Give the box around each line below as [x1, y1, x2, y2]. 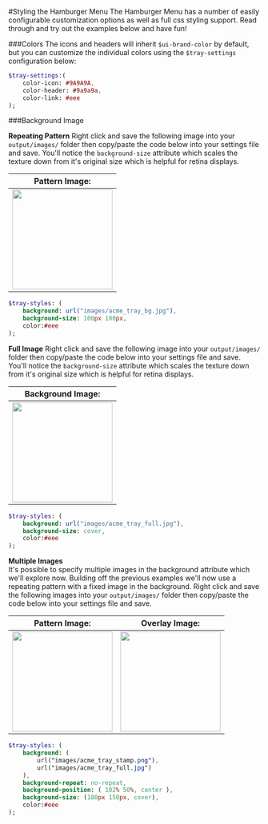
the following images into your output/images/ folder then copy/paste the [8, 591, 250, 600]
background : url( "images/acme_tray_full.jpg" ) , [22, 519, 184, 527]
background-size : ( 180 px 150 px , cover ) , [22, 794, 159, 802]
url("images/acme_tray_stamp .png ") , [37, 756, 159, 764]
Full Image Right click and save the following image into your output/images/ [8, 344, 261, 353]
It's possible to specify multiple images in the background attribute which [8, 565, 250, 575]
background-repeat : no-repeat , [22, 778, 127, 786]
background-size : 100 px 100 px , [22, 315, 127, 323]
